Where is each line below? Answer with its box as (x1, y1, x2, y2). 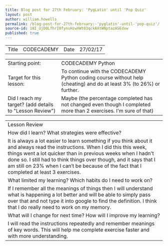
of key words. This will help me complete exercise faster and (7, 226, 150, 233)
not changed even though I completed (61, 101, 151, 108)
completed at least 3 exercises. (7, 169, 81, 175)
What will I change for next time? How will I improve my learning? (7, 212, 160, 218)
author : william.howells (5, 17, 57, 22)
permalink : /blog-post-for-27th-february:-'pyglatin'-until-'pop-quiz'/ (5, 21, 160, 27)
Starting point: (7, 60, 41, 67)
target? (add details (7, 101, 53, 108)
